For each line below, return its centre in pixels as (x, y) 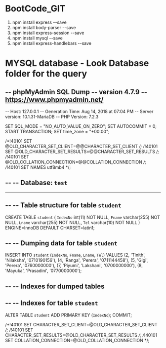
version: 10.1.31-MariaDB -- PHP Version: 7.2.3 (52, 116)
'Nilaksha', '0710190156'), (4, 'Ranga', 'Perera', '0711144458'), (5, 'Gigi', (77, 260)
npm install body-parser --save (44, 27)
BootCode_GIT (35, 9)
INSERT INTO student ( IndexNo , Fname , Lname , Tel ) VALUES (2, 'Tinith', (75, 255)
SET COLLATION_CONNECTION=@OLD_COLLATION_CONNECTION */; (77, 340)
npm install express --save (39, 22)
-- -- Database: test (36, 183)
